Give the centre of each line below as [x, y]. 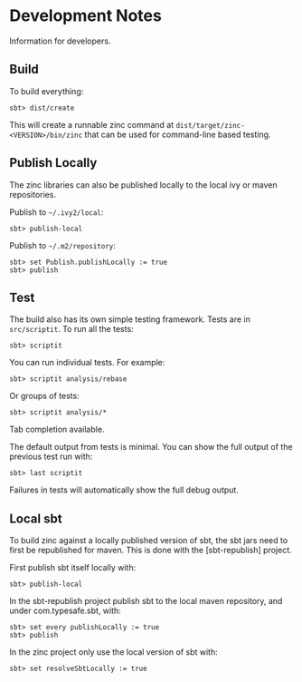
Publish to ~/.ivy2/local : [57, 212]
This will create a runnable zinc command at [92, 124]
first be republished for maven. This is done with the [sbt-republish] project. [151, 550]
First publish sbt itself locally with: [73, 568]
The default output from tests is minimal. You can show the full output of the [151, 447]
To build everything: [47, 91]
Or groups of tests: [44, 396]
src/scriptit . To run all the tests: [71, 329]
